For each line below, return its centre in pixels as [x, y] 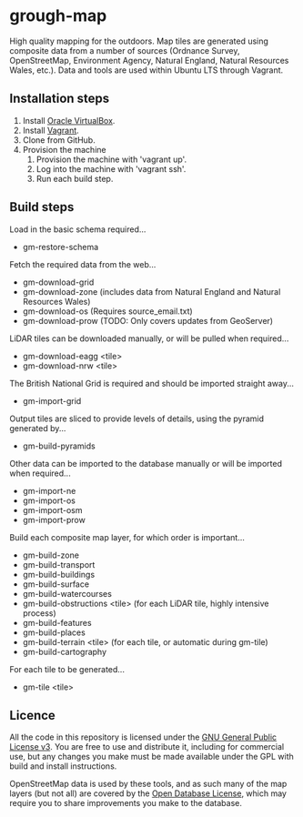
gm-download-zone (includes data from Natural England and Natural [151, 291]
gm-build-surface [56, 584]
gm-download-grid [58, 282]
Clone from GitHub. [59, 140]
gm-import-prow [54, 519]
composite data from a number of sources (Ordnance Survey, [125, 50]
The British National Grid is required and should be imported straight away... [151, 383]
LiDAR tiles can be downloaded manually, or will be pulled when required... [149, 338]
